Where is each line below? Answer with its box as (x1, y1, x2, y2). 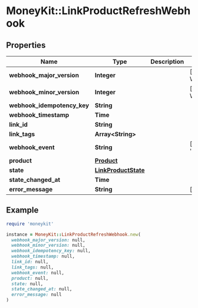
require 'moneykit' (6, 221, 54, 227)
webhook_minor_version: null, (11, 243, 85, 249)
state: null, (11, 281, 44, 287)
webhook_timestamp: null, (11, 253, 75, 260)
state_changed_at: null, (11, 286, 72, 292)
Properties (6, 40, 46, 50)
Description (150, 58, 184, 65)
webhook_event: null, (11, 270, 65, 276)
